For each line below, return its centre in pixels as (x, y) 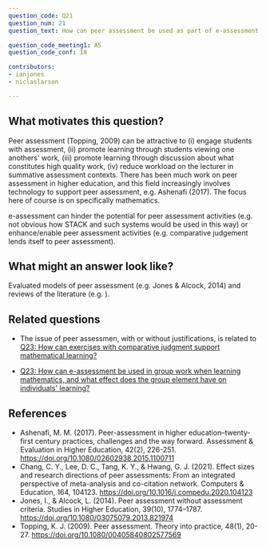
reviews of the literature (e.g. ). (59, 294)
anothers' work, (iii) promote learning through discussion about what (121, 158)
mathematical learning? (58, 356)
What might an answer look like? (91, 266)
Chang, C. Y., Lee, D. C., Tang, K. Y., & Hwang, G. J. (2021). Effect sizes (137, 467)
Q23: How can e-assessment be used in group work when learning (130, 371)
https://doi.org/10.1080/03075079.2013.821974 (97, 518)
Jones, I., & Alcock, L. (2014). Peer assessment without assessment (131, 501)
